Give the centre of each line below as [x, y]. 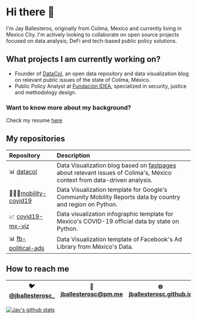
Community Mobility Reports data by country [118, 197]
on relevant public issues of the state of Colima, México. [82, 79]
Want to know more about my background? [69, 107]
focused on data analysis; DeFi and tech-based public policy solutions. [92, 41]
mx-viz [19, 226]
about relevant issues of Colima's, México [114, 172]
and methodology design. [45, 92]
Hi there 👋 [30, 12]
